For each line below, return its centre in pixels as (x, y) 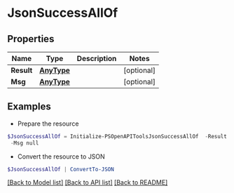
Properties (31, 39)
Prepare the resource (48, 124)
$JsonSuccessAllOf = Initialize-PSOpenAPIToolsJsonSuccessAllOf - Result (117, 136)
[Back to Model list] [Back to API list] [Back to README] (88, 182)
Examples (29, 107)
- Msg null (25, 143)
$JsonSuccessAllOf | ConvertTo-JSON (61, 169)
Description (97, 59)
